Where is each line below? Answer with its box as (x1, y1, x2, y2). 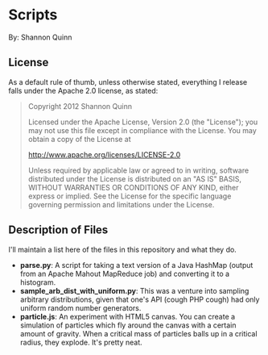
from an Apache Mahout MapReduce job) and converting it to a (19, 269, 230, 278)
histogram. (19, 277, 56, 287)
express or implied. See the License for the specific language (27, 191, 232, 201)
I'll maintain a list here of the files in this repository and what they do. (8, 244, 237, 254)
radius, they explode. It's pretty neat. (19, 337, 142, 347)
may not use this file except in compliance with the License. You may (27, 125, 258, 135)
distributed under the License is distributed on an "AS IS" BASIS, (27, 173, 242, 183)
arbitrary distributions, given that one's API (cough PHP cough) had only (19, 294, 260, 304)
